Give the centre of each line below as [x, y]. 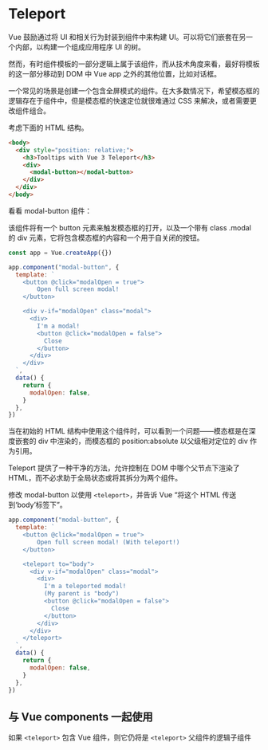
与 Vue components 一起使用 [81, 717]
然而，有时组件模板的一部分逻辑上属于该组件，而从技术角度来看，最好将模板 [134, 64]
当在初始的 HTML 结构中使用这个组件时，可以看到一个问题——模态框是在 [128, 431]
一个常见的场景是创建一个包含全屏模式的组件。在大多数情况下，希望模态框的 [134, 90]
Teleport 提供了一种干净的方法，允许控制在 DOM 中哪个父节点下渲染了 [124, 468]
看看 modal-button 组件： [50, 210]
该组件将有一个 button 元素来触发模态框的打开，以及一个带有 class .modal [130, 227]
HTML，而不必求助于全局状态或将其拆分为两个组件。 [95, 478]
